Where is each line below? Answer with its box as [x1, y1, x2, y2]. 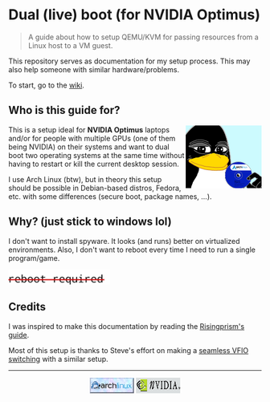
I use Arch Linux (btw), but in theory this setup [8, 174, 162, 184]
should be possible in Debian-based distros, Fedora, [8, 183, 182, 193]
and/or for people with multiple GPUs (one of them [8, 133, 176, 143]
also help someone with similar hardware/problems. [8, 64, 179, 74]
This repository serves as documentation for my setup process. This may [8, 56, 251, 66]
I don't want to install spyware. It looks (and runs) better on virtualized [8, 236, 240, 246]
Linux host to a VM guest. [27, 40, 113, 50]
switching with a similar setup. [8, 354, 108, 363]
